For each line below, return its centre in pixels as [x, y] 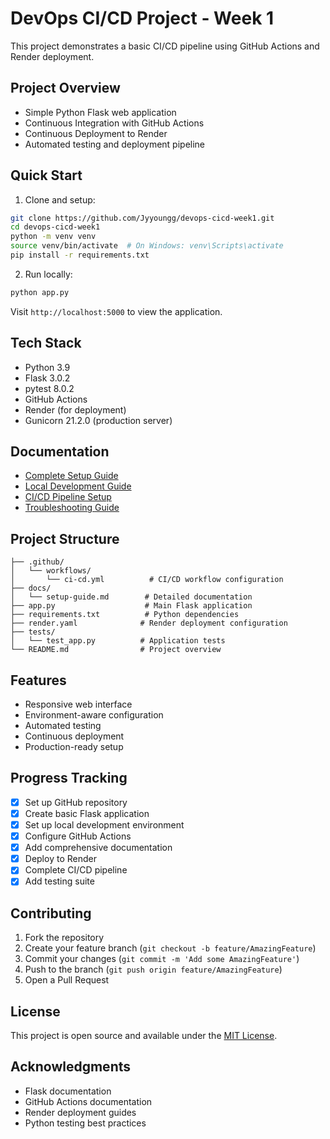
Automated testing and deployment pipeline [115, 144]
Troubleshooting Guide [72, 508]
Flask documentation [68, 1091]
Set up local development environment [104, 825]
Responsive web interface [78, 704]
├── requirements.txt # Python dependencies [125, 615]
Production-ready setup [74, 747]
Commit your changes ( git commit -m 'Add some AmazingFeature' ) [162, 959]
